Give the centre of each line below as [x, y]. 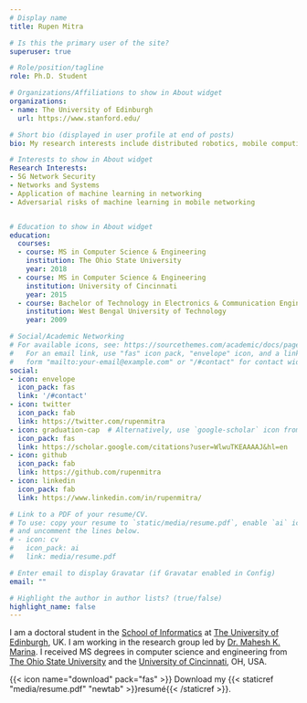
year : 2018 [47, 269]
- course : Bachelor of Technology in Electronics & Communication [147, 303]
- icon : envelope [42, 379]
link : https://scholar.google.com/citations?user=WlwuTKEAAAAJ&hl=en [153, 447]
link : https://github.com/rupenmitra [90, 472]
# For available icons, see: [65, 345]
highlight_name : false [53, 607]
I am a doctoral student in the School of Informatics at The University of [144, 633]
